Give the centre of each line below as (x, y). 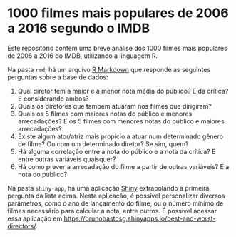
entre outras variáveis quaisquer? (67, 159)
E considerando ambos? (53, 99)
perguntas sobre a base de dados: (58, 77)
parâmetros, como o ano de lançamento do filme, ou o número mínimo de (116, 203)
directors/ (22, 226)
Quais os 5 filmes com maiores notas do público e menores (105, 114)
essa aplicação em (35, 218)
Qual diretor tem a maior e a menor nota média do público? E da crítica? (123, 91)
